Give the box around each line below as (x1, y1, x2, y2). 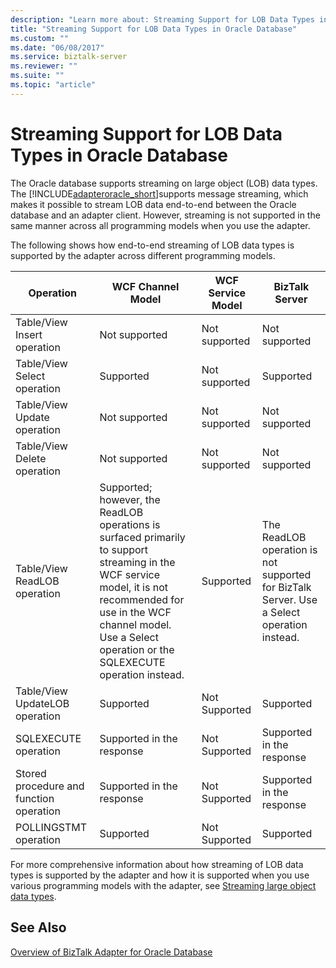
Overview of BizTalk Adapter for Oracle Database (10, 946, 213, 958)
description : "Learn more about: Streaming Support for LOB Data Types (10, 14, 315, 25)
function (15, 791, 55, 805)
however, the (99, 492, 161, 506)
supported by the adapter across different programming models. (10, 249, 276, 261)
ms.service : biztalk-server (10, 52, 128, 62)
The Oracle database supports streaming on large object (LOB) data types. (10, 177, 318, 189)
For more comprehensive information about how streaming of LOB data (10, 858, 304, 870)
